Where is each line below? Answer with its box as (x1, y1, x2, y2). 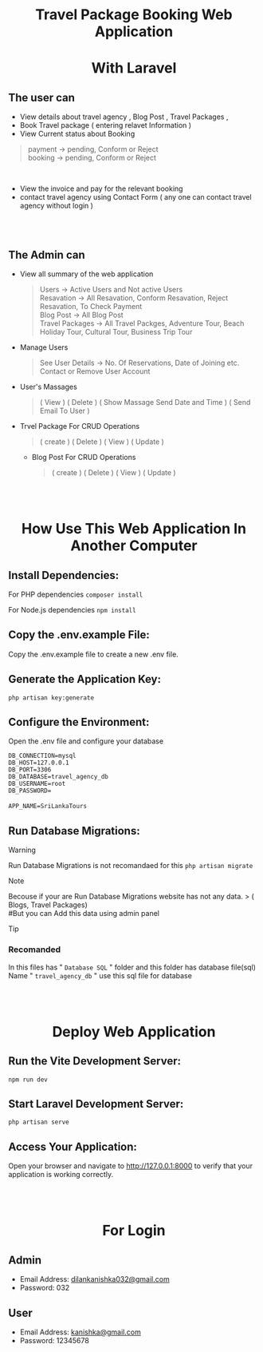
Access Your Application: (8, 1140, 138, 1153)
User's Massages (19, 382, 77, 391)
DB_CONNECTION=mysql (8, 752, 77, 760)
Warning (8, 845, 36, 855)
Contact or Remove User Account (39, 367, 151, 376)
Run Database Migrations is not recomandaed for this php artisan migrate (8, 861, 253, 870)
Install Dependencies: (8, 569, 120, 582)
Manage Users (19, 343, 69, 352)
